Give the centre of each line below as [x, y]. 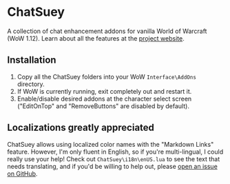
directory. [31, 84]
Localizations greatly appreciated [81, 128]
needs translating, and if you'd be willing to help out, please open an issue [113, 166]
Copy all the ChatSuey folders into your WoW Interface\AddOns [106, 76]
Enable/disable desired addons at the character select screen [104, 99]
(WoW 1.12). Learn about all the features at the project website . [96, 38]
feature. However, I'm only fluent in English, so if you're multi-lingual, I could [115, 152]
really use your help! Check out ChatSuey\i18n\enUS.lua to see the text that [114, 159]
